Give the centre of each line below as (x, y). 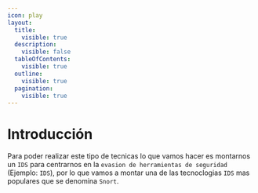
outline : (29, 74)
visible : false (46, 52)
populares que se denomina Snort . (63, 181)
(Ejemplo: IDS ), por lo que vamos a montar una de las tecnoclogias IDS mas (129, 173)
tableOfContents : (43, 60)
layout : (20, 23)
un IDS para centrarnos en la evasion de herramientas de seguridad (118, 165)
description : (36, 45)
